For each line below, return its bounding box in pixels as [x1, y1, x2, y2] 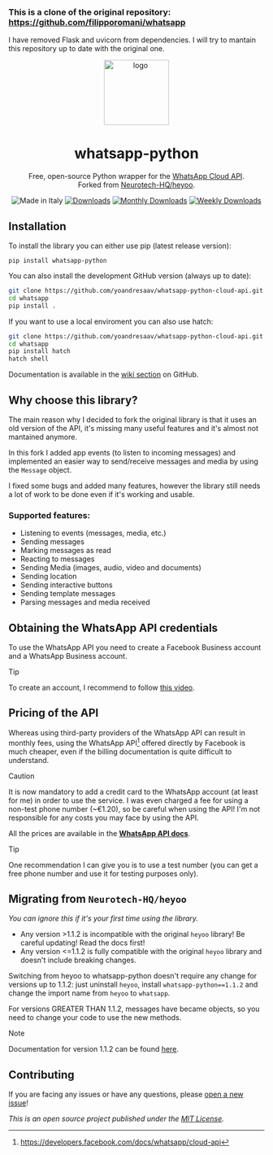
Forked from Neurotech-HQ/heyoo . [77, 180, 196, 190]
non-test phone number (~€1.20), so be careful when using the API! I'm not [8, 804, 261, 813]
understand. [8, 755, 50, 765]
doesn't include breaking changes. [19, 955, 136, 965]
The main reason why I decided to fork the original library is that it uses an [8, 414, 258, 425]
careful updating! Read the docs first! [19, 938, 145, 948]
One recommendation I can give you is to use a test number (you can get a [8, 860, 258, 870]
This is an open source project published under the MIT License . [8, 1114, 225, 1124]
